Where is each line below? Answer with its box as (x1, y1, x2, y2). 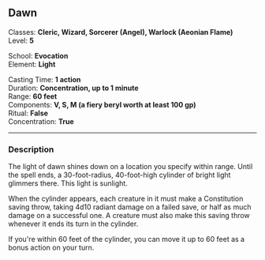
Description (8, 144, 54, 155)
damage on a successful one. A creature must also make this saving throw (8, 211, 250, 220)
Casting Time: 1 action (8, 74, 81, 84)
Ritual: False (8, 108, 49, 118)
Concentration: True (8, 116, 74, 126)
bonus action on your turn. (8, 243, 95, 252)
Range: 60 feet (8, 91, 58, 101)
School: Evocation (8, 51, 69, 60)
